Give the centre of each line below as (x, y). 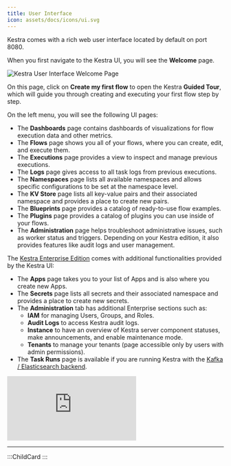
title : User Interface (40, 13)
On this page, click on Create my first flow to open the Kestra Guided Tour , (114, 87)
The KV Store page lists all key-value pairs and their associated (107, 194)
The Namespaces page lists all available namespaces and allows (109, 179)
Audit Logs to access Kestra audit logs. (83, 322)
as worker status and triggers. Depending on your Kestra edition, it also (118, 237)
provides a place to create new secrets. (73, 300)
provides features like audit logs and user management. (96, 245)
